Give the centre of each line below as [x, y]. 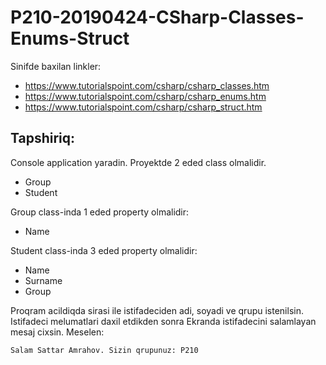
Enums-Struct [70, 38]
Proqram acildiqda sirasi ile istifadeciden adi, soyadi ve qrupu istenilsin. [157, 310]
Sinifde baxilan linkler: [56, 66]
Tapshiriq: [43, 138]
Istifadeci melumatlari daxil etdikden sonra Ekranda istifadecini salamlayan [163, 321]
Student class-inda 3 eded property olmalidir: [104, 250]
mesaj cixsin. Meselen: [57, 332]
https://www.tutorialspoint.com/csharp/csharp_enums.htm [145, 96]
